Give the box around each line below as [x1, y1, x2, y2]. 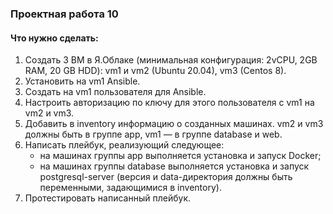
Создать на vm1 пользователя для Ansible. [24, 86, 207, 98]
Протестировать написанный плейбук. [24, 192, 191, 204]
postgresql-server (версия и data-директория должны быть [39, 171, 293, 183]
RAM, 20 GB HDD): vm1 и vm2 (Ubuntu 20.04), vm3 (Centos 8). [24, 65, 287, 77]
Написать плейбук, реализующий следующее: [24, 139, 225, 151]
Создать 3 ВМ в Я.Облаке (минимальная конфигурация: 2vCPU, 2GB [24, 54, 318, 66]
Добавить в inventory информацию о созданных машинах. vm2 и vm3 [24, 118, 324, 130]
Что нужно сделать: [10, 32, 99, 44]
